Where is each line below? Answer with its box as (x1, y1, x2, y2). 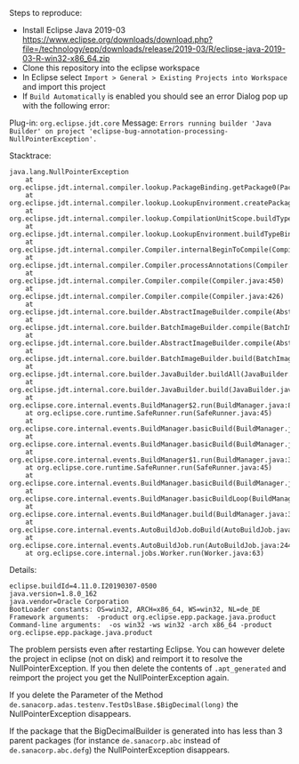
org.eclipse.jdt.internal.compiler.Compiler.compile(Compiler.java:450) (9, 277, 285, 285)
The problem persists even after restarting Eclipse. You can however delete (9, 644, 286, 655)
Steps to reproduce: (9, 8, 83, 18)
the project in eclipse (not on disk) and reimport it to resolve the (9, 654, 243, 663)
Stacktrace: (9, 150, 52, 161)
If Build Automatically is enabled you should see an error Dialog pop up (21, 91, 288, 101)
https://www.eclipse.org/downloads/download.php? (21, 35, 214, 44)
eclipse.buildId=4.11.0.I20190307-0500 (9, 582, 158, 591)
